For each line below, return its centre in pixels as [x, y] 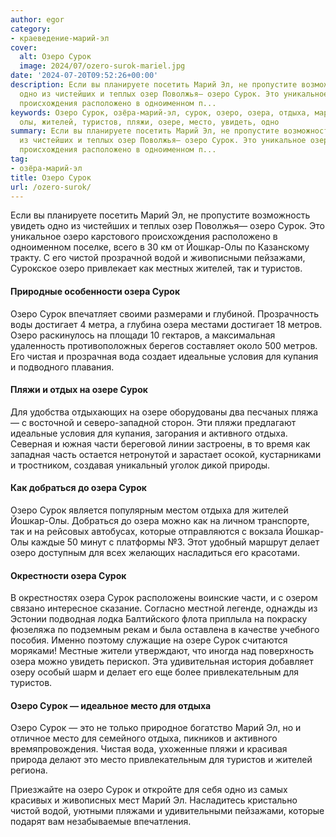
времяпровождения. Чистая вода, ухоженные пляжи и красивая [149, 749]
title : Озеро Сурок [51, 177]
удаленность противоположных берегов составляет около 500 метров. [164, 345]
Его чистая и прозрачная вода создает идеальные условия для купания [164, 356]
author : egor [37, 19]
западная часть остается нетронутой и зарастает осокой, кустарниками [166, 454]
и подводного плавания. [62, 367]
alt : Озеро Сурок [55, 57]
